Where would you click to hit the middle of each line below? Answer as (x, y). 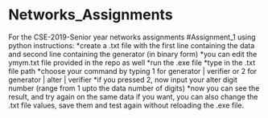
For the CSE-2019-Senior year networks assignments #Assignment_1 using (132, 37)
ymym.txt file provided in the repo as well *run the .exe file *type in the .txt (132, 63)
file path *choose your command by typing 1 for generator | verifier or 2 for (133, 71)
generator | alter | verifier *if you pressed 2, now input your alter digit (123, 79)
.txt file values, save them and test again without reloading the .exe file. (126, 105)
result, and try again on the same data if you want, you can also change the (133, 96)
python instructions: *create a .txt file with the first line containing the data (132, 45)
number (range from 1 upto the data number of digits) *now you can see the (134, 88)
